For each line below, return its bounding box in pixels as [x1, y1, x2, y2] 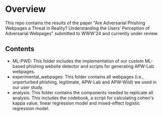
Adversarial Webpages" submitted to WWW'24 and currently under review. [5, 30, 159, 36]
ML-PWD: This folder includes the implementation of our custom [12, 58, 144, 64]
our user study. [12, 84, 44, 90]
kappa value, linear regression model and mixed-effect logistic [12, 100, 140, 106]
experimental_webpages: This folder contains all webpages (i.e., [12, 73, 144, 80]
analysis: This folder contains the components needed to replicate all [12, 89, 154, 95]
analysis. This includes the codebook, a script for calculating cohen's [12, 95, 154, 101]
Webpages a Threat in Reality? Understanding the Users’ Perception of [5, 25, 150, 31]
